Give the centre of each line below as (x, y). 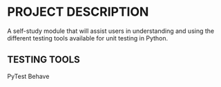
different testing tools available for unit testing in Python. (88, 38)
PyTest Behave (28, 76)
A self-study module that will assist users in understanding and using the (111, 31)
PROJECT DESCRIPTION (78, 12)
